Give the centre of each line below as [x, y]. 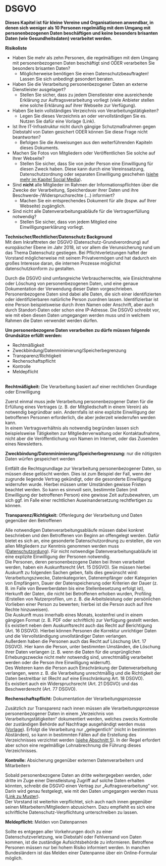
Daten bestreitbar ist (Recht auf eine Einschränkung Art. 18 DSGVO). [75, 678]
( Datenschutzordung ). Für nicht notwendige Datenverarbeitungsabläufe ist [81, 551]
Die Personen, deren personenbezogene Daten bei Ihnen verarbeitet [75, 562]
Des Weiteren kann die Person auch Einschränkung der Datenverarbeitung [81, 668]
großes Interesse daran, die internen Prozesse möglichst [63, 263]
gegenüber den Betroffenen [33, 520]
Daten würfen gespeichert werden [40, 458]
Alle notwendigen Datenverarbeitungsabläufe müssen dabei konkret [75, 530]
